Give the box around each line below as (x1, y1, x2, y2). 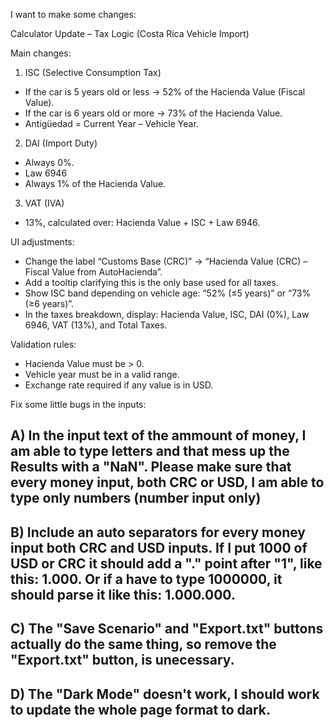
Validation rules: (10, 339, 77, 350)
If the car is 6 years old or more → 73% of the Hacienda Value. (24, 107, 283, 119)
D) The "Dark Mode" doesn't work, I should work (10, 685, 320, 703)
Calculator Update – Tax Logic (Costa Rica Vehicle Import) (10, 28, 250, 39)
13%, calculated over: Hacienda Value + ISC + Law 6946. (24, 217, 261, 228)
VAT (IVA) (24, 197, 65, 209)
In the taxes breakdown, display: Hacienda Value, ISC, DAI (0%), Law (24, 309, 310, 320)
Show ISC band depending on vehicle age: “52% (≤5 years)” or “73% (24, 287, 312, 299)
